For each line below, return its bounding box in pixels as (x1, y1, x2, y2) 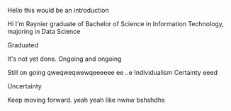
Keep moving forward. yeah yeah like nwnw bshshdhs (7, 95, 165, 104)
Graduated (7, 41, 39, 49)
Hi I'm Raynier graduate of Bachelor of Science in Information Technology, (7, 20, 225, 28)
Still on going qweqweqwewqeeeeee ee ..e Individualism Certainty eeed (7, 69, 218, 76)
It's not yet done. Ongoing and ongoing (7, 54, 122, 63)
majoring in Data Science (7, 28, 81, 35)
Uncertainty (7, 82, 43, 90)
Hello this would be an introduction (7, 6, 109, 14)
